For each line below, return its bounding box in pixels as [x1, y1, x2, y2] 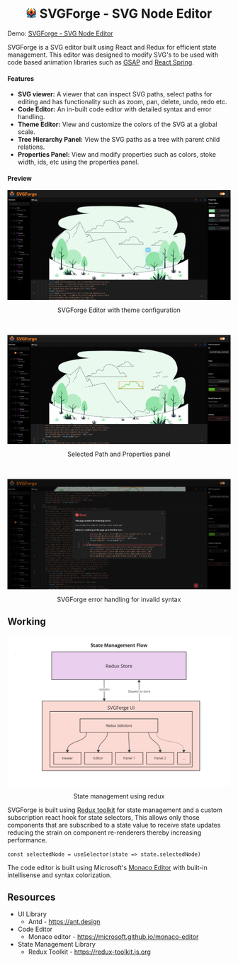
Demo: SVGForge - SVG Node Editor [7, 29, 113, 38]
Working [7, 616, 46, 628]
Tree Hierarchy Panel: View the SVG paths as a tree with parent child [17, 135, 220, 144]
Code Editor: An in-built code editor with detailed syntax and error [17, 105, 212, 113]
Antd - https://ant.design [28, 918, 101, 926]
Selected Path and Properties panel [67, 450, 171, 459]
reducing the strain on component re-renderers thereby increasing [7, 828, 202, 837]
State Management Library [17, 940, 96, 949]
